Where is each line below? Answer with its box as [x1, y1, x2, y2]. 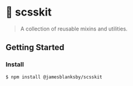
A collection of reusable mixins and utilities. [20, 25, 128, 32]
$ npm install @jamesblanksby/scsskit [5, 74, 102, 80]
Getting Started [5, 42, 65, 53]
